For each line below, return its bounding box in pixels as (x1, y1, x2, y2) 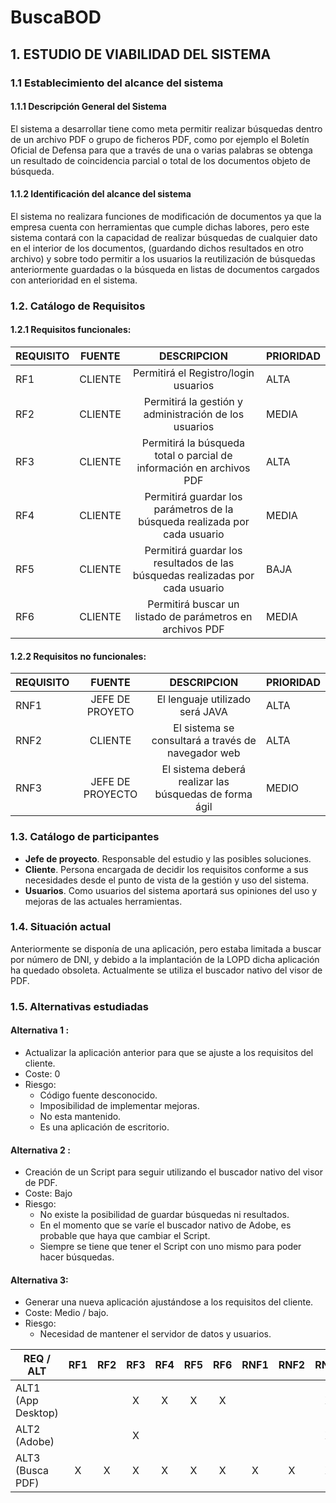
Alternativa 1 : (10, 1024, 70, 1036)
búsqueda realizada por (138, 515, 250, 529)
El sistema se (173, 721, 235, 735)
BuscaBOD (10, 6, 102, 29)
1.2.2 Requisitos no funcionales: (10, 650, 147, 662)
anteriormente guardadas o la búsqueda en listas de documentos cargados (10, 263, 320, 275)
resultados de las (153, 556, 235, 570)
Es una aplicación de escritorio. (39, 1121, 170, 1133)
